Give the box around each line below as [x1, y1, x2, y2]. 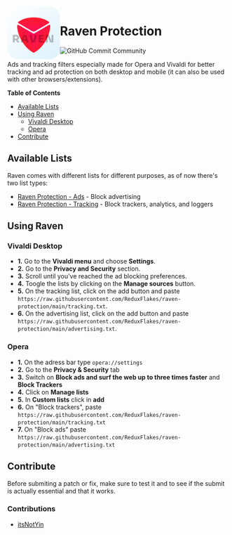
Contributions [7, 504, 56, 514]
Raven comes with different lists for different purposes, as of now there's [7, 171, 219, 179]
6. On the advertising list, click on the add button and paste [17, 309, 189, 318]
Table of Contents [7, 89, 61, 97]
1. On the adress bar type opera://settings [17, 358, 143, 366]
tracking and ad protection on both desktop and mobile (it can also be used [7, 67, 225, 76]
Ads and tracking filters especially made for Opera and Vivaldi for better [7, 60, 215, 68]
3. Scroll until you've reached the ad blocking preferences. [17, 272, 187, 281]
